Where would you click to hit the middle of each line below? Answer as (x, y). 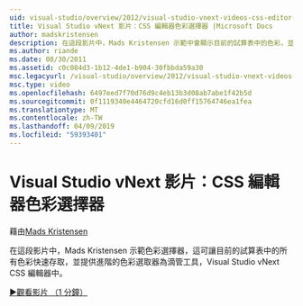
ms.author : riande (44, 51)
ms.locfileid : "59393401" (58, 135)
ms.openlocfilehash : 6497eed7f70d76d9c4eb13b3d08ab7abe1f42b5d (131, 93)
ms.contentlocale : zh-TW (56, 118)
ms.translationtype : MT (54, 110)
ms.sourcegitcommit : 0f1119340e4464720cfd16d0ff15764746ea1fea (131, 101)
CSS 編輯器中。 (38, 273)
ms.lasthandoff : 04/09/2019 (62, 127)
